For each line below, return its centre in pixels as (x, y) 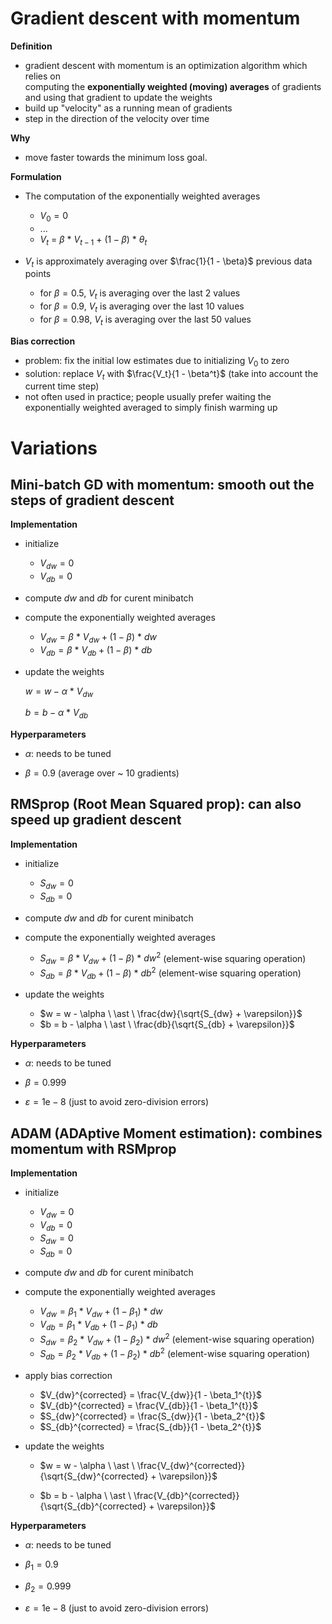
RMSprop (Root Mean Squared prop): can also (156, 804)
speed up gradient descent (96, 820)
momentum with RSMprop (93, 1148)
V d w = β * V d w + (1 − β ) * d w (98, 637)
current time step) (62, 386)
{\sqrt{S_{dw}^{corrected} (94, 1476)
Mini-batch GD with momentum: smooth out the (162, 484)
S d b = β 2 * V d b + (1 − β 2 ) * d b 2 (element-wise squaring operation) (175, 1354)
